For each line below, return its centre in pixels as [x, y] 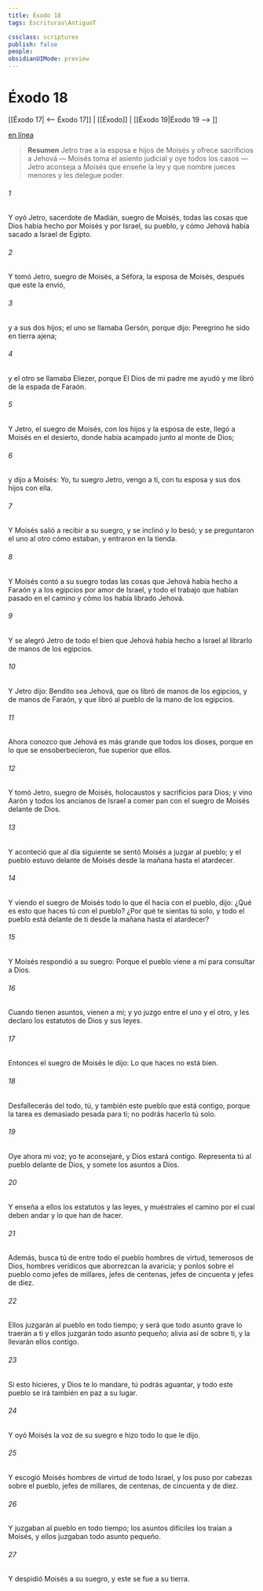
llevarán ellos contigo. [44, 1342]
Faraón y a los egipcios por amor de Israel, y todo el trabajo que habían [123, 589]
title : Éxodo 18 [35, 15]
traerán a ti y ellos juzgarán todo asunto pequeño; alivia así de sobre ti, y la [129, 1334]
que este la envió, [37, 285]
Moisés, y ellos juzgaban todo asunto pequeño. [85, 1537]
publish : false [33, 44]
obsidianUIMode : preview [49, 59]
